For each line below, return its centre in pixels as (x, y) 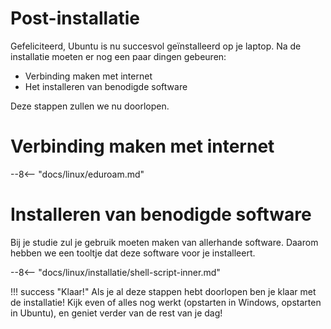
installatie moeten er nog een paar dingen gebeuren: (118, 56)
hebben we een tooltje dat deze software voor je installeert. (133, 253)
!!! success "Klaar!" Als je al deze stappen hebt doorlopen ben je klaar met (163, 291)
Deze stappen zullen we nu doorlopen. (90, 106)
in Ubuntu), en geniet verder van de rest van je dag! (116, 313)
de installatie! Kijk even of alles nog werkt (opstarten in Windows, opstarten (166, 302)
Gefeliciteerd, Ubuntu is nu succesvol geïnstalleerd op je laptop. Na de (156, 46)
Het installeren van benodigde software (106, 86)
